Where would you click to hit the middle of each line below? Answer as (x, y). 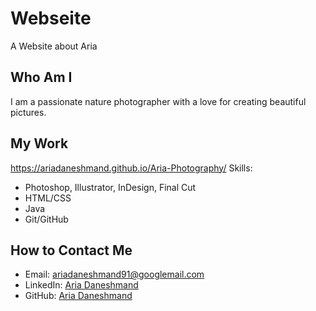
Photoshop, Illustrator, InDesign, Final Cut (110, 187)
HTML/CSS (48, 198)
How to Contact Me (71, 250)
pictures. (28, 112)
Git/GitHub (46, 219)
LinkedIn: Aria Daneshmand (81, 285)
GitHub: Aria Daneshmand (78, 296)
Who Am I (41, 77)
